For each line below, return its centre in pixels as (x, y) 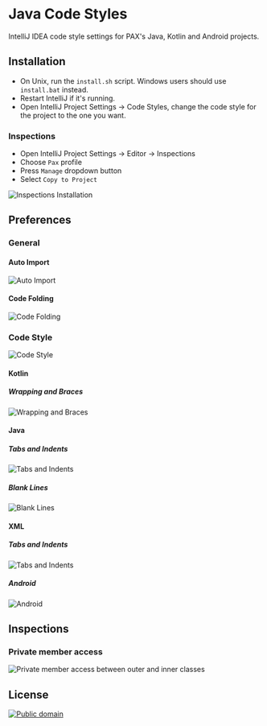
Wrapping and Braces (46, 392)
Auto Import (29, 262)
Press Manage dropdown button (71, 171)
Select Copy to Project (59, 179)
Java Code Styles (68, 14)
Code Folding (31, 299)
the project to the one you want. (73, 115)
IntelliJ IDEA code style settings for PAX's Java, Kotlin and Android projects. (134, 36)
